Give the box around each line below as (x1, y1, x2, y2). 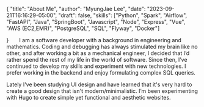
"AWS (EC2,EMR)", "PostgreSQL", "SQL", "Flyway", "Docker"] (6, 24, 160, 32)
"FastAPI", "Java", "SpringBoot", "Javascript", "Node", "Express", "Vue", (6, 18, 186, 25)
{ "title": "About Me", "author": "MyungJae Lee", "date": (6, 6, 146, 12)
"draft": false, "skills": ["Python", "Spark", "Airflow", (57, 12, 188, 19)
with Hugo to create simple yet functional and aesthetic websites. (6, 94, 171, 101)
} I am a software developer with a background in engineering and (6, 37, 182, 43)
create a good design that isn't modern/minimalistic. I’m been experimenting (6, 87, 199, 94)
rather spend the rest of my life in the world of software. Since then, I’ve (6, 56, 188, 63)
